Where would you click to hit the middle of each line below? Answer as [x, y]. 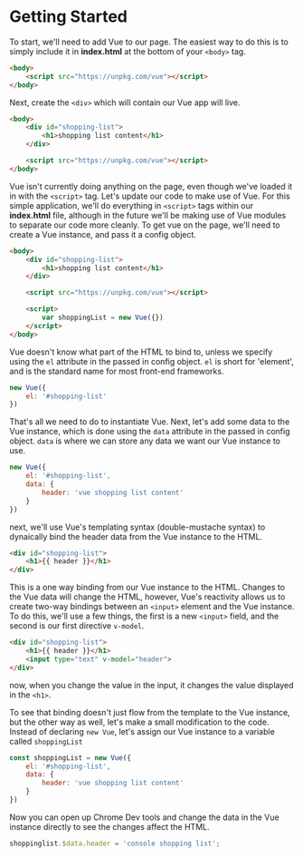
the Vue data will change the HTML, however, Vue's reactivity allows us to [147, 597]
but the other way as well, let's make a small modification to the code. [139, 722]
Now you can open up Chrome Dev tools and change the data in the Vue [144, 817]
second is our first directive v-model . [77, 626]
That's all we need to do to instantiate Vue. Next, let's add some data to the [150, 422]
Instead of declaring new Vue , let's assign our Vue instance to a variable [142, 731]
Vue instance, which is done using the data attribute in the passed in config [150, 432]
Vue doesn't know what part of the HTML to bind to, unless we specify [141, 352]
